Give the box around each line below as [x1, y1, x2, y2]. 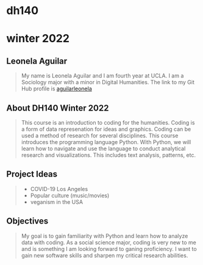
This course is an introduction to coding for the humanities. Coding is [21, 119, 195, 126]
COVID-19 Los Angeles [30, 185, 88, 192]
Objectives [6, 216, 49, 227]
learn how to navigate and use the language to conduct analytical [21, 145, 186, 152]
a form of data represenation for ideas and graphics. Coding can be [21, 126, 191, 132]
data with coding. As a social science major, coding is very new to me [21, 239, 196, 246]
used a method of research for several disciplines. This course [21, 132, 179, 139]
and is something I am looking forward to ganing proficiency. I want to [21, 245, 197, 252]
